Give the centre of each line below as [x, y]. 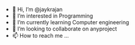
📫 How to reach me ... [40, 36]
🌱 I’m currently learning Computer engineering [71, 22]
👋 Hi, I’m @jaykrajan [37, 9]
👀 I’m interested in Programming [53, 16]
